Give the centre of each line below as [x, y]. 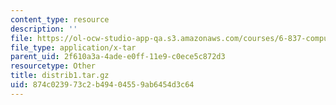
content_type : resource [60, 19]
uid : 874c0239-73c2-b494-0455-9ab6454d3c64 [102, 85]
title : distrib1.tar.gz [60, 76]
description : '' [44, 29]
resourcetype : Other [53, 66]
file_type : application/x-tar [73, 47]
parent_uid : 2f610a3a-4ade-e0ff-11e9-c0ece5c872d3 [118, 57]
